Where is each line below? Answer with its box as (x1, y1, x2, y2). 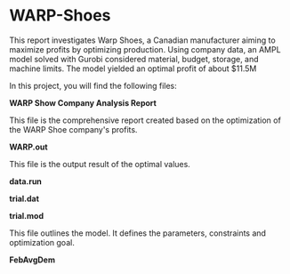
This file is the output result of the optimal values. (9, 158, 191, 169)
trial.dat (9, 193, 40, 204)
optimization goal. (9, 237, 76, 247)
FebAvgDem (9, 254, 56, 265)
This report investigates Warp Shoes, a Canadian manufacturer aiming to (9, 35, 276, 45)
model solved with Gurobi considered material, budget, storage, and (9, 53, 260, 64)
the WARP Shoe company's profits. (9, 124, 138, 134)
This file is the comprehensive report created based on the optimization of (9, 115, 282, 125)
